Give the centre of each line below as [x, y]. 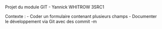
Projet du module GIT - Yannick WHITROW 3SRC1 [55, 7]
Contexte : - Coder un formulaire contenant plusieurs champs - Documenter [81, 16]
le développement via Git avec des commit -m [51, 22]
